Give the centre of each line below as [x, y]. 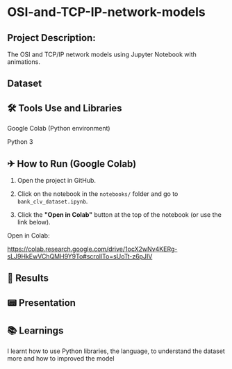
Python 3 [20, 142]
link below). [34, 222]
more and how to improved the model [61, 358]
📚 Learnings [35, 331]
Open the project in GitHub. [56, 181]
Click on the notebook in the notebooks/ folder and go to [98, 194]
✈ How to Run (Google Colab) [72, 164]
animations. [24, 62]
